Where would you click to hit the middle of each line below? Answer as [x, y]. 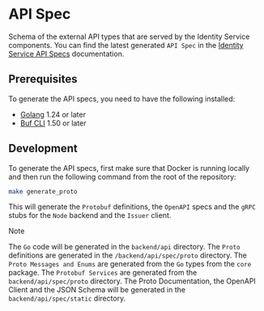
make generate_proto [43, 191]
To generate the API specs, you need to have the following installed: [122, 99]
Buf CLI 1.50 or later [53, 123]
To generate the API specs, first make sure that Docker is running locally [129, 168]
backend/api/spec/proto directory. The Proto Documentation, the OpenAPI [132, 281]
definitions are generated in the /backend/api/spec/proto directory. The [128, 255]
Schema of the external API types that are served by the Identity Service [129, 36]
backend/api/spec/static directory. [67, 298]
